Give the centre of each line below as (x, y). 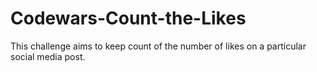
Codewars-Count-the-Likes (128, 18)
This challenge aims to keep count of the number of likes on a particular (158, 46)
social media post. (48, 56)
